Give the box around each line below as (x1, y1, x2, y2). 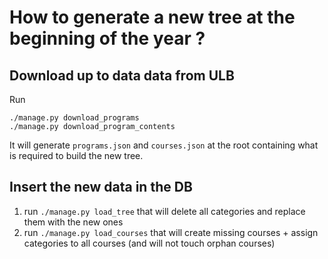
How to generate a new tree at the (9, 6, 296, 29)
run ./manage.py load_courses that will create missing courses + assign (23, 226, 319, 238)
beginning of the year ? (9, 27, 206, 50)
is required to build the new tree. (9, 150, 144, 161)
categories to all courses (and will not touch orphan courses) (23, 237, 276, 249)
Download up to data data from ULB (9, 67, 235, 84)
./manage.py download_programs (9, 113, 140, 123)
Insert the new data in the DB (9, 179, 193, 196)
